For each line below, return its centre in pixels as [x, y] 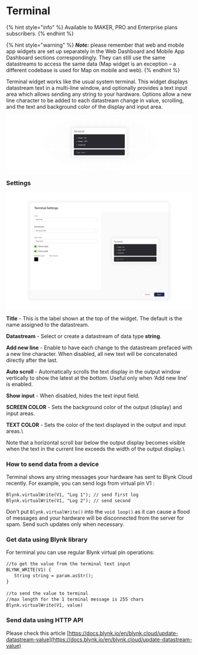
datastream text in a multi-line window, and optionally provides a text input [97, 87]
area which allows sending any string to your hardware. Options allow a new [99, 94]
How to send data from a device [53, 464]
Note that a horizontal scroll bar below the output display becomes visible [96, 442]
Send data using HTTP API [45, 620]
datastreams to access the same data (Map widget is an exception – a [91, 64]
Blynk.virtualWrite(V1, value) [45, 605]
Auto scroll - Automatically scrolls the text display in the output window [93, 371]
